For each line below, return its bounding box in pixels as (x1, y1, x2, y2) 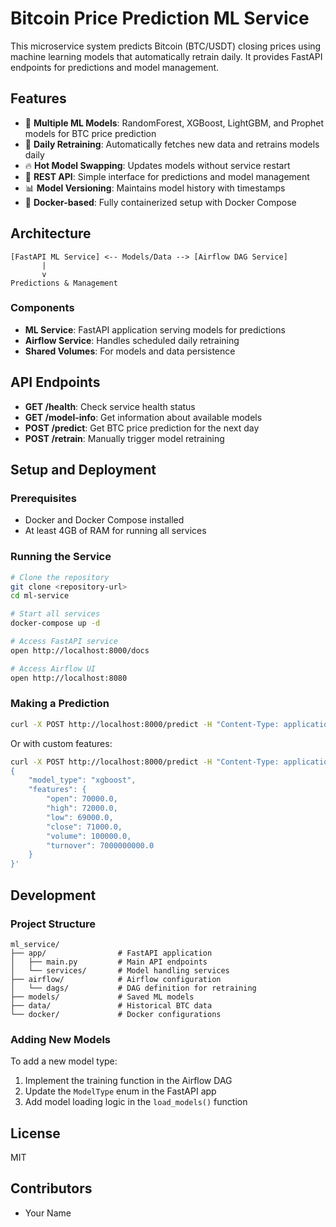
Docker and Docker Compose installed (24, 514, 185, 526)
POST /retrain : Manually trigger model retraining (24, 432, 225, 444)
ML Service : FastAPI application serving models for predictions (24, 323, 286, 336)
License (10, 1125, 61, 1142)
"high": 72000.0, (46, 803, 118, 814)
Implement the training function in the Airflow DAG (24, 1075, 233, 1087)
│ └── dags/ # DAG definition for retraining (10, 983, 257, 993)
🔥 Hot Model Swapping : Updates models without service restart (24, 159, 291, 171)
